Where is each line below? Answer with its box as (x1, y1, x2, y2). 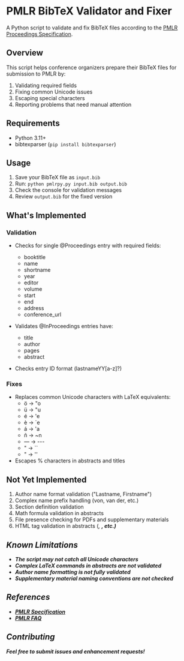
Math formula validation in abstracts (14, 510, 104, 517)
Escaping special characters (14, 94, 85, 101)
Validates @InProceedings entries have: (14, 323, 114, 330)
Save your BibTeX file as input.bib (14, 174, 101, 181)
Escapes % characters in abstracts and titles (14, 457, 125, 464)
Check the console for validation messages (14, 187, 122, 194)
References (6, 592, 50, 602)
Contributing (6, 632, 55, 642)
